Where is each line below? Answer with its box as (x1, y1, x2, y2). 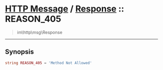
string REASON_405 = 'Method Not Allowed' (5, 60, 92, 65)
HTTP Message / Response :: (5, 3, 125, 14)
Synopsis (5, 48, 34, 56)
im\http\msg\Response (16, 29, 63, 35)
